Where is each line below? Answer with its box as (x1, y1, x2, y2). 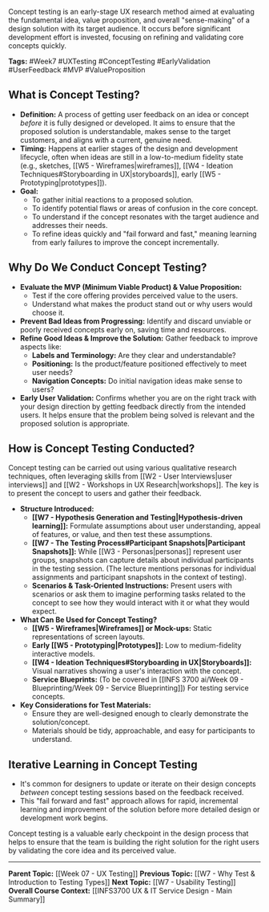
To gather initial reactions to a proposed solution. (31, 194, 194, 204)
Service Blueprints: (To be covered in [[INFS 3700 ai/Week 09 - (31, 674, 244, 685)
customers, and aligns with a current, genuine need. (19, 135, 192, 145)
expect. (31, 606, 58, 617)
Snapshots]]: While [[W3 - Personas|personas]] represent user (31, 547, 242, 556)
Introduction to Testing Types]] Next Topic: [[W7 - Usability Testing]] (8, 877, 236, 887)
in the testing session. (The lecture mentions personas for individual (31, 564, 256, 573)
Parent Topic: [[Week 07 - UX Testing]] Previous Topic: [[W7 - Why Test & (8, 869, 256, 878)
